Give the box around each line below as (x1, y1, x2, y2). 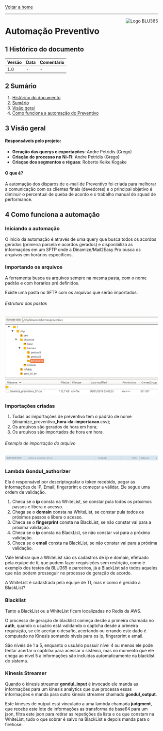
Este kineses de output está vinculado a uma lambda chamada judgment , (5, 700, 152, 707)
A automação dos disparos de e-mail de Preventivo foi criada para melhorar (5, 181, 157, 187)
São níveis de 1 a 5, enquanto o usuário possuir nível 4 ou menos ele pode (5, 642, 153, 648)
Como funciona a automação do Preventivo (12, 110, 99, 116)
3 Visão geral (5, 124, 46, 133)
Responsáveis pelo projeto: (5, 138, 62, 144)
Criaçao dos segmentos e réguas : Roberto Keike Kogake (12, 159, 127, 165)
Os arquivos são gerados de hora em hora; (12, 424, 98, 430)
